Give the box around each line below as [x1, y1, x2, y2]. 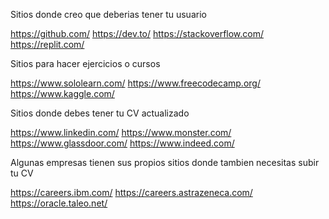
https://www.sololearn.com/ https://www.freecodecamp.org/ [10, 77, 261, 89]
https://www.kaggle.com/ [10, 88, 115, 99]
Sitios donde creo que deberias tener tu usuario [10, 9, 207, 20]
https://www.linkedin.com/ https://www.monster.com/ [10, 127, 232, 138]
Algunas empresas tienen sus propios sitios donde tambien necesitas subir [10, 157, 320, 168]
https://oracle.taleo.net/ [10, 197, 108, 209]
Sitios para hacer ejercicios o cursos [10, 58, 161, 69]
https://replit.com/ [10, 39, 85, 50]
